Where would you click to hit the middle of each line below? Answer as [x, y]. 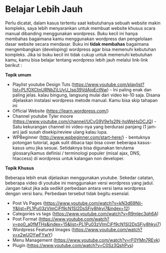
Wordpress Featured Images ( [43, 229]
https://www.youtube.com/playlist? [109, 84]
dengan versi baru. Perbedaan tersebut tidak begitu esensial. [67, 193]
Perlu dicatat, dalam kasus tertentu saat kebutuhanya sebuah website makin [83, 23]
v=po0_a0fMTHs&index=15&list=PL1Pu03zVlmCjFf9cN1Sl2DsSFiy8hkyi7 [86, 224]
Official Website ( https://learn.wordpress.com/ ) [60, 111]
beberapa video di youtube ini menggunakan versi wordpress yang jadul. [80, 183]
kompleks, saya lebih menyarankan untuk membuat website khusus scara [80, 28]
